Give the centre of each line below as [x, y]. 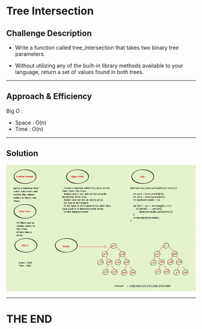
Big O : [14, 111]
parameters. [30, 54]
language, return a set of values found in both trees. [79, 72]
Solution [22, 153]
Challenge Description [49, 33]
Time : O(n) [29, 129]
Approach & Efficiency [49, 96]
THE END [29, 319]
